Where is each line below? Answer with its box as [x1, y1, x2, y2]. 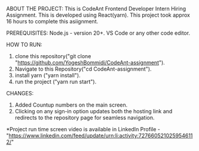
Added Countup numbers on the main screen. [14, 101, 128, 108]
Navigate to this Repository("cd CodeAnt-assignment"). [14, 65, 152, 73]
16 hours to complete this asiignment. [6, 18, 99, 25]
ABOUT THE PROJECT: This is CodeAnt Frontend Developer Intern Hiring [6, 5, 186, 12]
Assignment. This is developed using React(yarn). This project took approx [6, 11, 190, 19]
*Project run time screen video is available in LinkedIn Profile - [6, 126, 160, 132]
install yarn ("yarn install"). [14, 72, 81, 78]
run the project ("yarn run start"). [14, 78, 97, 85]
